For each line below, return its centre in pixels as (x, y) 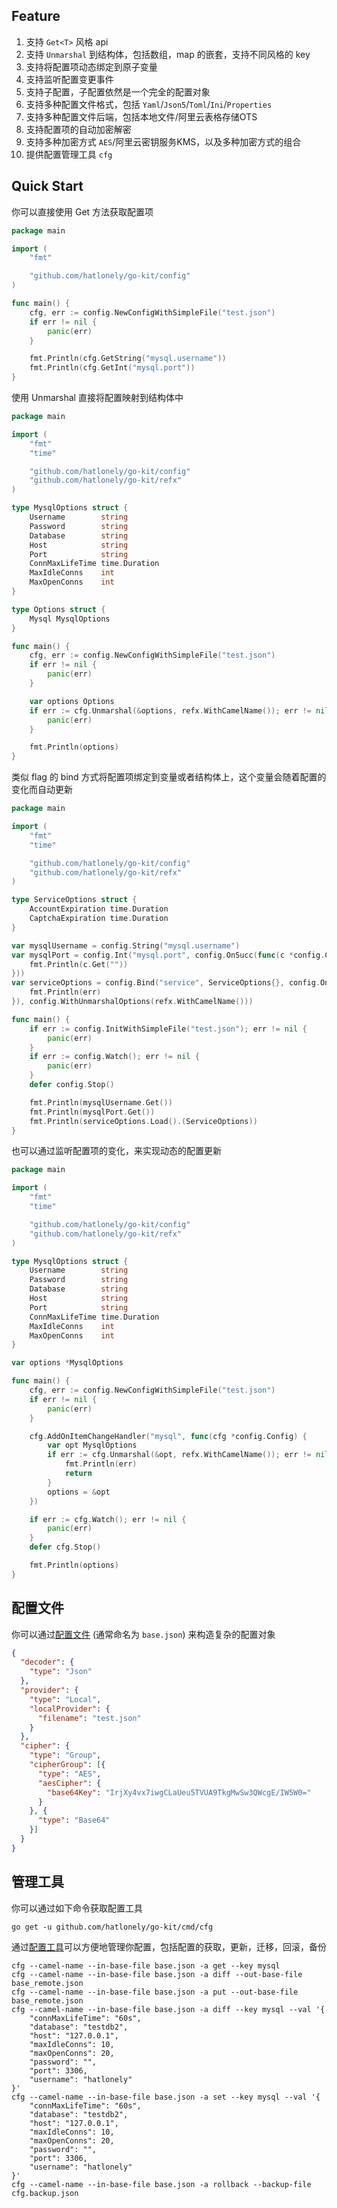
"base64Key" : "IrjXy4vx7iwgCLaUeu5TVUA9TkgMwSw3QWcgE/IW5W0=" (179, 1792)
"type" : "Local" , (65, 1699)
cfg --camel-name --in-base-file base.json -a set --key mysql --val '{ (166, 2097)
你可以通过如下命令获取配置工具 (77, 1908)
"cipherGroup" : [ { (67, 1765)
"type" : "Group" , (65, 1755)
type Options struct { (58, 609)
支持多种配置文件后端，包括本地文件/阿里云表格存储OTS (141, 116)
